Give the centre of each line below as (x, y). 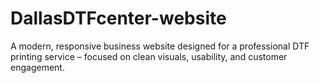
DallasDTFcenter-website (118, 18)
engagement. (37, 67)
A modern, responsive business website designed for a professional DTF (160, 46)
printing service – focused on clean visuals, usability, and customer (149, 56)
